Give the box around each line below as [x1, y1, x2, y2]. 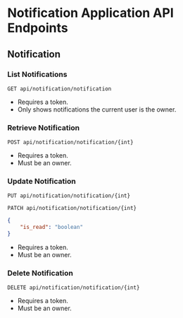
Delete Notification [7, 269, 74, 278]
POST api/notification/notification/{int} [7, 139, 134, 146]
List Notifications [7, 69, 68, 79]
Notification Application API [7, 5, 174, 21]
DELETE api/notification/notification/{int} [7, 284, 140, 291]
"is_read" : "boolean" [20, 224, 83, 231]
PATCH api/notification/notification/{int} [7, 205, 137, 212]
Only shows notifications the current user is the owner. [17, 105, 177, 114]
